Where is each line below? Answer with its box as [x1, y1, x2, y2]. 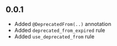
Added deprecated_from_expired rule [14, 27, 106, 34]
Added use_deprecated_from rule [14, 32, 95, 40]
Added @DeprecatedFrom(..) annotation [14, 20, 112, 27]
